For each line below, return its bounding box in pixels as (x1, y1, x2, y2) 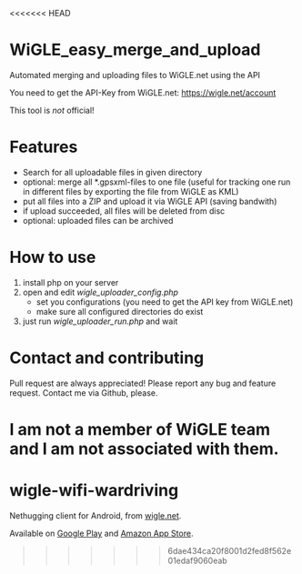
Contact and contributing (9, 347, 205, 368)
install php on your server (22, 277, 119, 287)
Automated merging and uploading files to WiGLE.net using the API (9, 69, 261, 80)
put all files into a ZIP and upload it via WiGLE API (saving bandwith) (22, 196, 277, 206)
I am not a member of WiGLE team (9, 418, 271, 439)
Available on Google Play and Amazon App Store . (9, 528, 194, 539)
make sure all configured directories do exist (35, 306, 204, 317)
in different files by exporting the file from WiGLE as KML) (22, 186, 239, 196)
